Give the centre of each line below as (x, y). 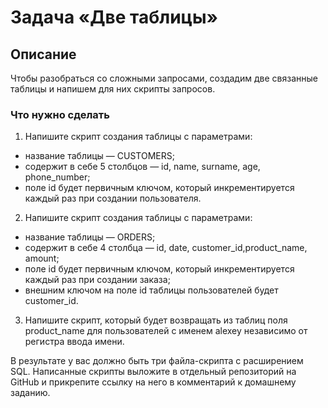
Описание (43, 54)
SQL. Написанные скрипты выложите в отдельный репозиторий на (153, 372)
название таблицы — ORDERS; (90, 237)
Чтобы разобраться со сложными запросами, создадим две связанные (164, 78)
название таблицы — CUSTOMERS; (99, 156)
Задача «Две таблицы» (114, 17)
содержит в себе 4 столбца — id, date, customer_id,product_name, (166, 248)
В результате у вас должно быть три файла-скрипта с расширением (157, 361)
